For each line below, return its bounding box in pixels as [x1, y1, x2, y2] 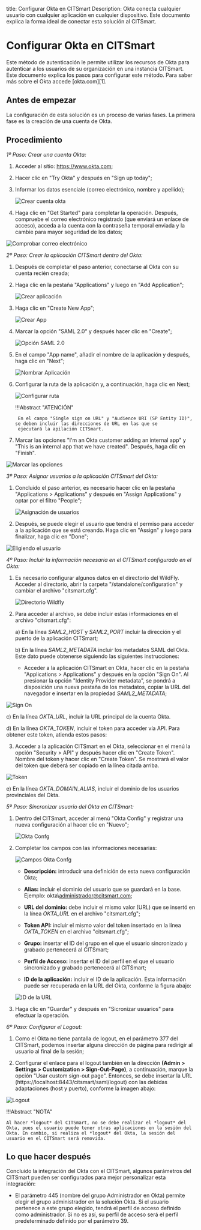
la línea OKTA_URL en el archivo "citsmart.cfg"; [23, 909, 140, 917]
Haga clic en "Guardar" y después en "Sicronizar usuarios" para [14, 1005, 174, 1012]
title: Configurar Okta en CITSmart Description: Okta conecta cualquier [6, 5, 181, 12]
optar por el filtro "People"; [14, 496, 82, 504]
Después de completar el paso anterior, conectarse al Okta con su [14, 263, 179, 270]
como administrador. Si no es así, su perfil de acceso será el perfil [14, 1211, 179, 1218]
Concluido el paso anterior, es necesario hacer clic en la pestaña [14, 484, 175, 491]
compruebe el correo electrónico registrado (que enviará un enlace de [14, 216, 189, 223]
